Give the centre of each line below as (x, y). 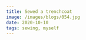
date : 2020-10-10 (27, 22)
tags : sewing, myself (33, 28)
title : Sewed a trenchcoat (39, 11)
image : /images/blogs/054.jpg (43, 17)
